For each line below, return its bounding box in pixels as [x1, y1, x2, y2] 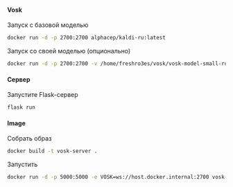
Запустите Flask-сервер [7, 91, 78, 99]
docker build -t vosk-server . [7, 148, 98, 155]
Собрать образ [7, 134, 52, 143]
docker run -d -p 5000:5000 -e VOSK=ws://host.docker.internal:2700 [7, 174, 209, 181]
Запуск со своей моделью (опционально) [7, 47, 131, 55]
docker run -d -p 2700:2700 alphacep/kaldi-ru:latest [7, 35, 166, 42]
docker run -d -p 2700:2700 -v [7, 60, 98, 67]
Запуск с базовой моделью [7, 21, 89, 29]
